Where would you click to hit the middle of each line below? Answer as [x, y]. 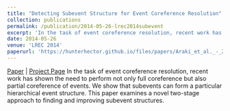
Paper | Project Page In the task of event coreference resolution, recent [108, 71]
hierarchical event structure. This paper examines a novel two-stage [103, 92]
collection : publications [44, 20]
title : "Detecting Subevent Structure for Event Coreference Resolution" [115, 13]
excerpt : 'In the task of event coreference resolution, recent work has [115, 33]
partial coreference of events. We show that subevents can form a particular [115, 86]
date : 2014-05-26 [32, 39]
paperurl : [21, 52]
